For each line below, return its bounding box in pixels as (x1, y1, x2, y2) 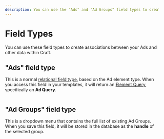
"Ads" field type (5, 63, 55, 72)
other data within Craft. (5, 49, 52, 55)
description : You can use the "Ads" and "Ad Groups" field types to (5, 7, 147, 12)
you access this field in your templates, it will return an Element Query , (5, 81, 147, 88)
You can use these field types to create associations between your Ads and (5, 44, 157, 50)
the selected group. (5, 129, 45, 135)
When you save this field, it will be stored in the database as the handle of (5, 123, 154, 129)
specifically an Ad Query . (5, 87, 57, 93)
